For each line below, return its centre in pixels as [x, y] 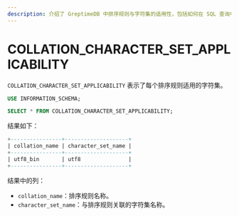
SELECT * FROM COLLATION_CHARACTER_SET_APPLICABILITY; [90, 111]
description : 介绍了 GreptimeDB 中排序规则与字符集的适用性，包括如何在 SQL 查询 [119, 14]
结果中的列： [26, 180]
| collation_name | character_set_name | [70, 146]
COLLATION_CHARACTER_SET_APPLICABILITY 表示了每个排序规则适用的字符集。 [117, 85]
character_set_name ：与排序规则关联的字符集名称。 [93, 205]
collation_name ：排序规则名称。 [65, 195]
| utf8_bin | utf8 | [70, 159]
